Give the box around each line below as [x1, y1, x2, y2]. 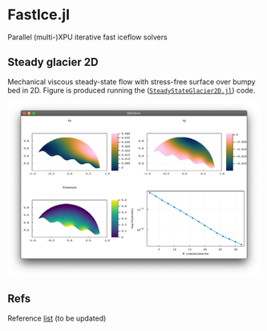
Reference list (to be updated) [7, 313, 107, 323]
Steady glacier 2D [7, 55, 99, 69]
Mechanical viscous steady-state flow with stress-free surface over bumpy [7, 76, 256, 86]
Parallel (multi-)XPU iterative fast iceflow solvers [7, 32, 168, 42]
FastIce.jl [7, 6, 70, 24]
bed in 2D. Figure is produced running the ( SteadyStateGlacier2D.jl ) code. [7, 85, 256, 95]
